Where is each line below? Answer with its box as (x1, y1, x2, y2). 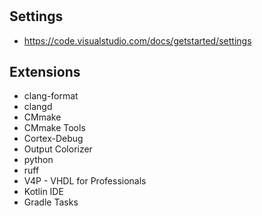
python (23, 154, 54, 166)
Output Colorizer (23, 143, 93, 155)
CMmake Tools (23, 122, 86, 134)
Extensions (9, 64, 81, 80)
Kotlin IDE (23, 186, 64, 198)
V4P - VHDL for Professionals (23, 175, 147, 187)
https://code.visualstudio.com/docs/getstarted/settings (23, 34, 252, 47)
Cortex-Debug (23, 133, 84, 145)
